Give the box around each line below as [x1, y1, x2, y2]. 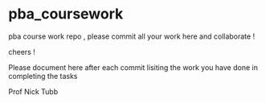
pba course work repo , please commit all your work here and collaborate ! [8, 31, 256, 41]
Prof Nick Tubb [8, 86, 59, 97]
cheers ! [8, 47, 36, 56]
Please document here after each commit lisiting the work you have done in [8, 62, 259, 72]
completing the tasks [8, 71, 78, 80]
